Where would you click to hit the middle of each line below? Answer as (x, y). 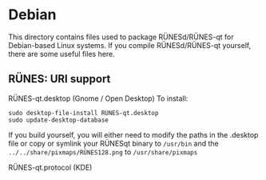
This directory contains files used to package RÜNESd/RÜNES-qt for (121, 37)
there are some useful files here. (62, 54)
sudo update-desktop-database (59, 120)
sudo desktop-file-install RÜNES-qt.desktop (83, 113)
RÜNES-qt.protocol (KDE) (50, 167)
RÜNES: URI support (60, 79)
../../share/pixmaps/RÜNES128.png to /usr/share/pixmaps (103, 152)
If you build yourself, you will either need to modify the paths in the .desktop (133, 134)
